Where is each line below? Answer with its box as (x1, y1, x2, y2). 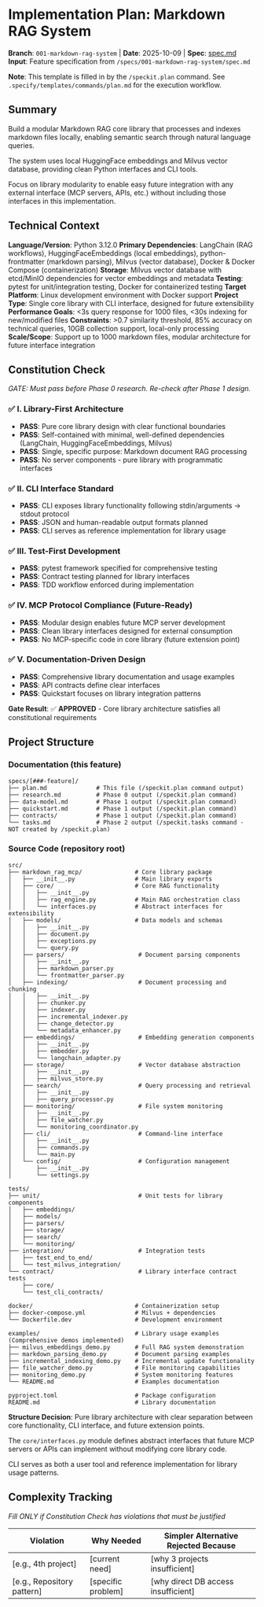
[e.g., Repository (12, 1576, 73, 1587)
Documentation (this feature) (8, 759, 122, 770)
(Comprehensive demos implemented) (8, 1336, 125, 1344)
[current (89, 1553, 120, 1564)
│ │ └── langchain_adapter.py (8, 1054, 122, 1062)
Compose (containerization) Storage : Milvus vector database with (8, 265, 222, 275)
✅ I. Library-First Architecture (8, 404, 124, 415)
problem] (89, 1586, 124, 1597)
